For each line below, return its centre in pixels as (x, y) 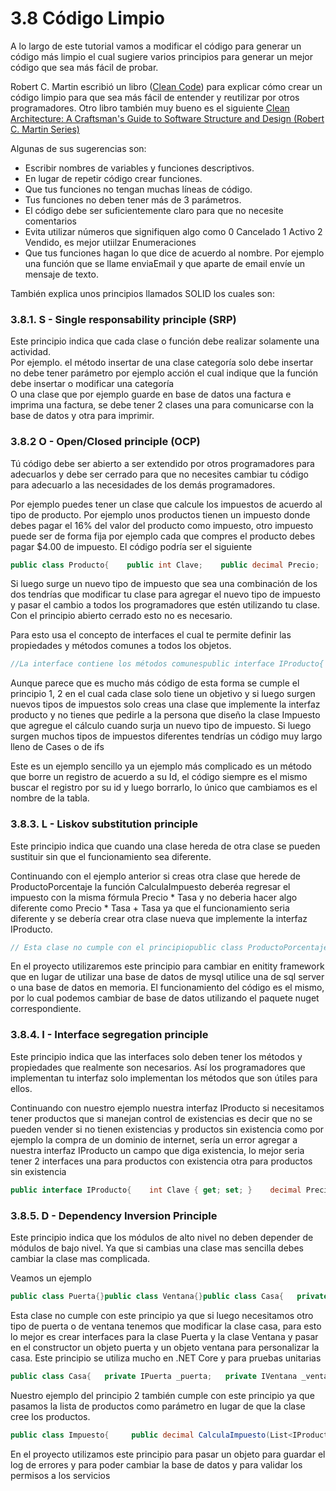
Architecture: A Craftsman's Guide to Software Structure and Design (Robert (167, 118)
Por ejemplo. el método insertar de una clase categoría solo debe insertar (162, 363)
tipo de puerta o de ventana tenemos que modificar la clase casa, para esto (166, 1326)
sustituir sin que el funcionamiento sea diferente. (111, 856)
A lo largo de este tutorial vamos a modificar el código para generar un (156, 46)
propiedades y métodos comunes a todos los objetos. (121, 646)
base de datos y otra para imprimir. (82, 416)
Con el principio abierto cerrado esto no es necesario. (121, 616)
